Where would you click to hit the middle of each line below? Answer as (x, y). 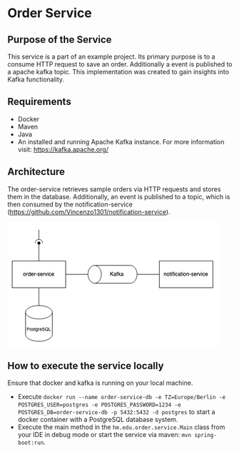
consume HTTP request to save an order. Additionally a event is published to (120, 64)
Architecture (36, 172)
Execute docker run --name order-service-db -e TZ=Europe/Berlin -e (122, 397)
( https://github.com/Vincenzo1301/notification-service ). (89, 211)
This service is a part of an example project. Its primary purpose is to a (111, 56)
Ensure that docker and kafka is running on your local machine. (100, 383)
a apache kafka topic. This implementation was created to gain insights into (118, 72)
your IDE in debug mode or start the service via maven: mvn (104, 435)
